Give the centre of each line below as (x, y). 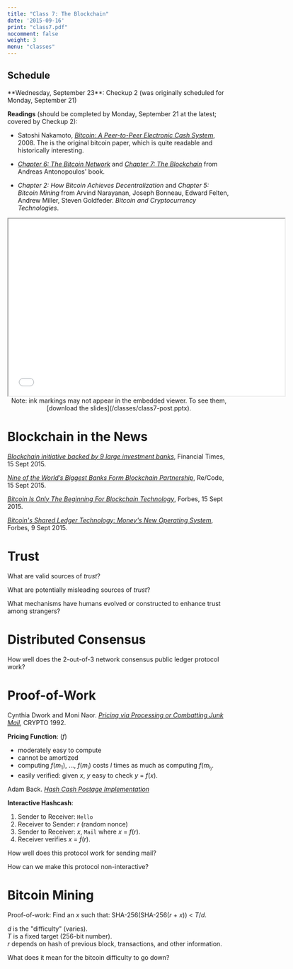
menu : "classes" (31, 47)
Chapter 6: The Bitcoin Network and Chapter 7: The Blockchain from (117, 164)
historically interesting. (51, 150)
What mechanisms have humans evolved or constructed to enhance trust (114, 603)
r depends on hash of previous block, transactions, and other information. (115, 943)
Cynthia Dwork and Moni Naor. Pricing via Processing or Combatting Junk (116, 715)
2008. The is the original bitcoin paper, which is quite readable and (115, 142)
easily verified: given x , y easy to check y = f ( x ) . (87, 775)
